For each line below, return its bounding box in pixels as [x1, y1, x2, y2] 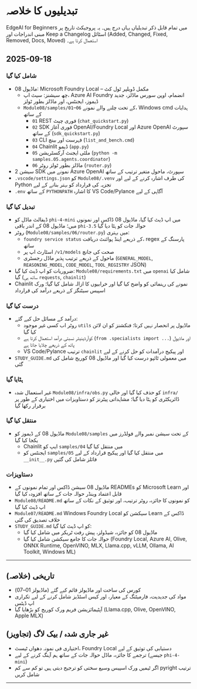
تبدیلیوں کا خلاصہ [6, 4, 78, 18]
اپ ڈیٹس [14, 599, 35, 606]
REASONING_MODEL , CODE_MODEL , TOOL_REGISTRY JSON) [23, 261, 147, 268]
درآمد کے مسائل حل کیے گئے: [14, 315, 78, 322]
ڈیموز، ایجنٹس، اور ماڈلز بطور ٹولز [23, 98, 98, 105]
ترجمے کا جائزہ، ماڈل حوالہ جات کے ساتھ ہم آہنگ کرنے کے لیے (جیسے [14, 651, 163, 658]
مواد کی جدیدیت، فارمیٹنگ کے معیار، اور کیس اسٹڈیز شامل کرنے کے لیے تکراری [14, 593, 186, 600]
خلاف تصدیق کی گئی [14, 516, 60, 523]
